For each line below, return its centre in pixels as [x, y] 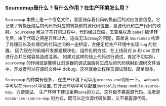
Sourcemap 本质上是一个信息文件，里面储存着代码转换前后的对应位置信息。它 [83, 20]
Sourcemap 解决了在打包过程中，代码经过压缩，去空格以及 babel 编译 [84, 32]
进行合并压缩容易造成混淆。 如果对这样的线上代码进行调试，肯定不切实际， [82, 57]
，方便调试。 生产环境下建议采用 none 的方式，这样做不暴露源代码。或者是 [86, 92]
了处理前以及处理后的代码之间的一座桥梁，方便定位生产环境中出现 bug [76, 44]
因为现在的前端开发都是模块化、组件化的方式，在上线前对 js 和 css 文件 [87, 51]
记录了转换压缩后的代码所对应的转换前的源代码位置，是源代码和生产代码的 [81, 26]
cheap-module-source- [139, 86]
